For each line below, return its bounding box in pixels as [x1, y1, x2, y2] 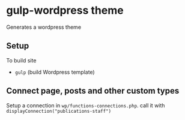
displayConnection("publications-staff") [6, 108, 112, 114]
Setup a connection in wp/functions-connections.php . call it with [6, 101, 165, 109]
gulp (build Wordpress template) [14, 68, 95, 76]
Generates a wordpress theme [6, 23, 82, 31]
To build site [6, 56, 37, 64]
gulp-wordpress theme [6, 4, 124, 17]
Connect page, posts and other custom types [6, 86, 180, 96]
